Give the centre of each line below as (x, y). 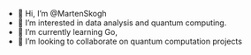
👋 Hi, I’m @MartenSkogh (62, 14)
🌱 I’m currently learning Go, (67, 32)
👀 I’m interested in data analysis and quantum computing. (122, 23)
